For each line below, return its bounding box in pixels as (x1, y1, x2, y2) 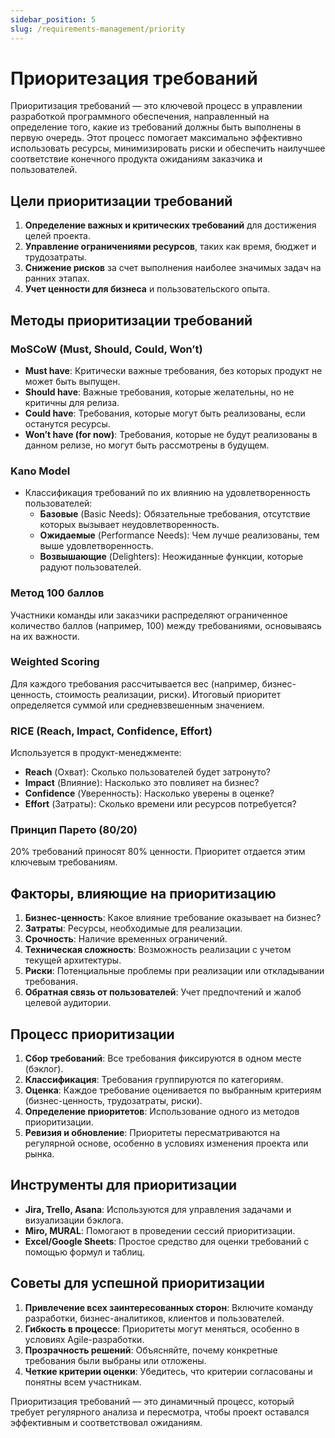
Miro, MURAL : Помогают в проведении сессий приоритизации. (24, 1224, 296, 1236)
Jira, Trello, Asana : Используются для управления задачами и (24, 1203, 292, 1215)
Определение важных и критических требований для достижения (24, 219, 317, 231)
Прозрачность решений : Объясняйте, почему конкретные (24, 1344, 278, 1356)
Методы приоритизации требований (10, 312, 253, 329)
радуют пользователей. (39, 561, 142, 573)
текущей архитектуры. (24, 954, 122, 966)
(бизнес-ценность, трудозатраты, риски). (24, 1095, 203, 1107)
